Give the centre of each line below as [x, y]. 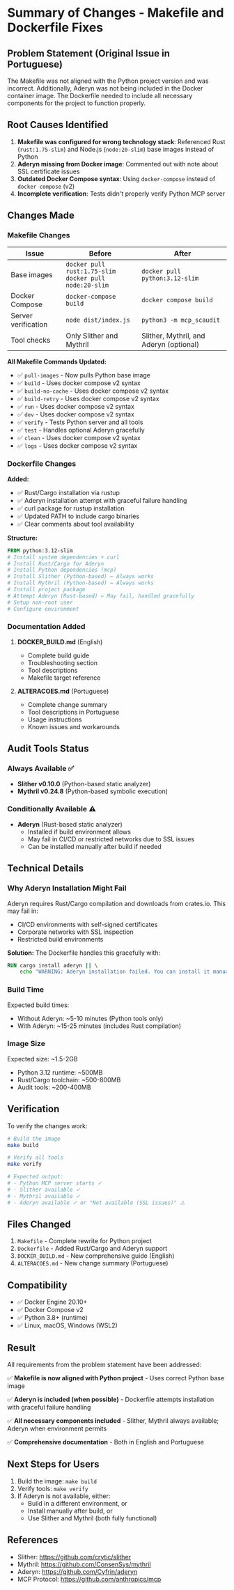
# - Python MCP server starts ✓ [55, 1183]
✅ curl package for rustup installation [71, 508]
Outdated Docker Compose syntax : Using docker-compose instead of [116, 178]
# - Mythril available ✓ [44, 1196]
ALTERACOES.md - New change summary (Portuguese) [93, 1263]
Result [22, 1348]
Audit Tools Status [48, 749]
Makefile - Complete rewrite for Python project [84, 1241]
